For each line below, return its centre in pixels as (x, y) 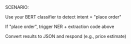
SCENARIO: (17, 7)
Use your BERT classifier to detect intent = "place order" (63, 17)
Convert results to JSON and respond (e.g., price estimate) (66, 36)
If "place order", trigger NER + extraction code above (60, 26)
